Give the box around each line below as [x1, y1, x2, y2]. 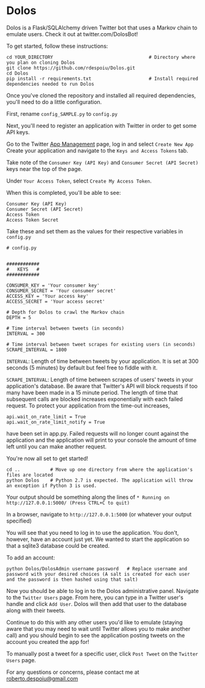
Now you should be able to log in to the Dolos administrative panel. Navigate [6, 587, 199, 594]
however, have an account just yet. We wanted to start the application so [6, 535, 190, 543]
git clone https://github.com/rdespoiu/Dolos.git [6, 65, 136, 71]
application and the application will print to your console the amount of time [6, 436, 197, 444]
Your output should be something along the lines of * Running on [6, 493, 170, 501]
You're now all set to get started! [6, 455, 89, 462]
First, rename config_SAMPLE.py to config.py [6, 110, 118, 117]
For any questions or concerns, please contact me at [6, 668, 140, 676]
